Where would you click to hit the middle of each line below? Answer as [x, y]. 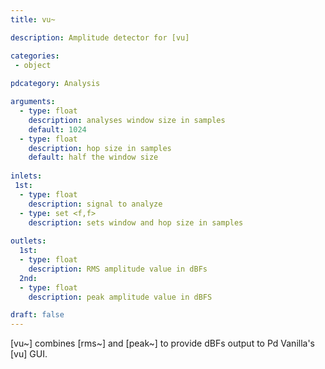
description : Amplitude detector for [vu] [100, 37]
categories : [35, 56]
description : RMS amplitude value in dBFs [118, 269]
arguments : [33, 102]
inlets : [26, 176]
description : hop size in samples [100, 148]
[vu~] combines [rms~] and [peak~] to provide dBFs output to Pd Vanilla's [163, 343]
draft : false [37, 315]
